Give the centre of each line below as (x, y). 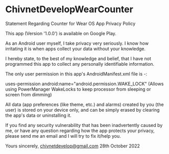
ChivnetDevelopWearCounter (69, 9)
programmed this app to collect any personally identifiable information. (80, 64)
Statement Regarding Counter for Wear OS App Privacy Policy (70, 23)
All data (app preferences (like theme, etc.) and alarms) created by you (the (85, 104)
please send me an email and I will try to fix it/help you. (63, 136)
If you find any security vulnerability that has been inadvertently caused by (84, 125)
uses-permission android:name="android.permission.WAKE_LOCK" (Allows (84, 84)
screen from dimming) (29, 94)
